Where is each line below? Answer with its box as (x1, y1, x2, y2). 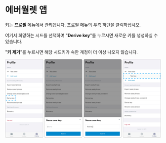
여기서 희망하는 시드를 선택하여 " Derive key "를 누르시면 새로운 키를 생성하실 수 (5, 32, 158, 38)
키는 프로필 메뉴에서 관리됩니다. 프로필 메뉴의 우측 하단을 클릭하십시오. (5, 22, 141, 28)
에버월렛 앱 (5, 4, 47, 16)
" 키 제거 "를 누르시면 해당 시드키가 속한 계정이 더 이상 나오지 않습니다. (5, 49, 138, 55)
